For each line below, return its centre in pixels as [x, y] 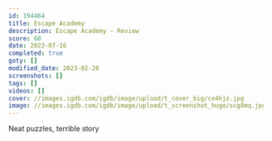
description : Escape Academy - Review [74, 31]
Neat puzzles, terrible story [54, 129]
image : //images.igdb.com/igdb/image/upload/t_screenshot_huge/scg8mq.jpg [137, 106]
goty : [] [23, 61]
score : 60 [25, 38]
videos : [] [27, 91]
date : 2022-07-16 [38, 46]
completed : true [36, 53]
